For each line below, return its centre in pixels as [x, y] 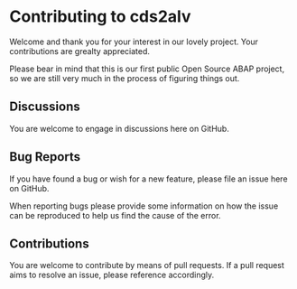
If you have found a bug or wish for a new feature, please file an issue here [148, 179]
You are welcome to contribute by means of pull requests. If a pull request [147, 266]
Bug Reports [45, 157]
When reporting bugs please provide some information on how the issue [144, 206]
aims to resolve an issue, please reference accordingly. [112, 275]
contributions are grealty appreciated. [80, 51]
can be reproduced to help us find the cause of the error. [115, 215]
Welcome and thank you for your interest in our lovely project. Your [134, 42]
